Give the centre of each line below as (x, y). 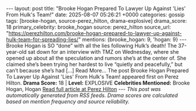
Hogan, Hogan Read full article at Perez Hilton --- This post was (84, 89)
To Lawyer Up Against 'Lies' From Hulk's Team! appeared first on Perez (92, 77)
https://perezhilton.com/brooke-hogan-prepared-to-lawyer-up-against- (95, 33)
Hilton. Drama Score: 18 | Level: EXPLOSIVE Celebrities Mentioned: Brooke (98, 83)
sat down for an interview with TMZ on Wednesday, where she (103, 52)
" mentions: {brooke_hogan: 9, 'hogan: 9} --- (132, 39)
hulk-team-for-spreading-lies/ (42, 39)
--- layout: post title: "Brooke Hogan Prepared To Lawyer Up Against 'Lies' (96, 8)
